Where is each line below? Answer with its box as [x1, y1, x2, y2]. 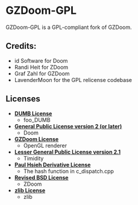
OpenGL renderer [23, 142, 67, 149]
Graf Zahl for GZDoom [14, 70, 70, 77]
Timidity [23, 154, 44, 162]
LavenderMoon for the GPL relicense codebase [14, 76, 132, 83]
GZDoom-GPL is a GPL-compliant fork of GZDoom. [5, 24, 132, 31]
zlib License [14, 186, 46, 194]
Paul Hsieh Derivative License [14, 161, 91, 168]
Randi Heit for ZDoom [14, 63, 69, 71]
